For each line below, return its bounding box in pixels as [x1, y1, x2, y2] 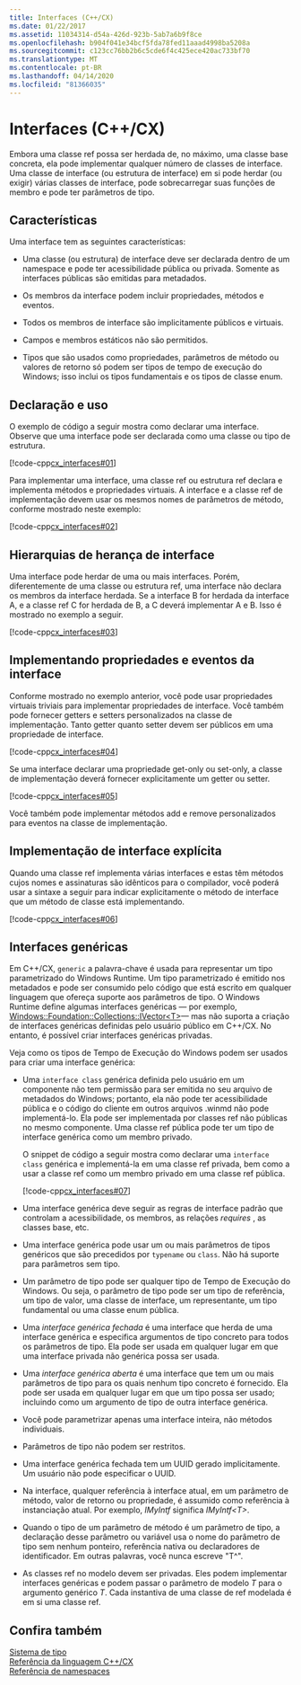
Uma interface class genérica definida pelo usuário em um [21, 1075, 245, 1086]
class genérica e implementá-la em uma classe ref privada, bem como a [21, 1158, 290, 1169]
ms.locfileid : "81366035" [9, 80, 106, 89]
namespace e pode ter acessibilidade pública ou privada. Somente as [21, 263, 280, 274]
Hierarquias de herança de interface [9, 547, 215, 563]
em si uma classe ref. [21, 1597, 101, 1608]
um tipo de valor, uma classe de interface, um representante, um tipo [21, 1295, 278, 1306]
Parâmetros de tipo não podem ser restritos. [21, 1441, 186, 1452]
